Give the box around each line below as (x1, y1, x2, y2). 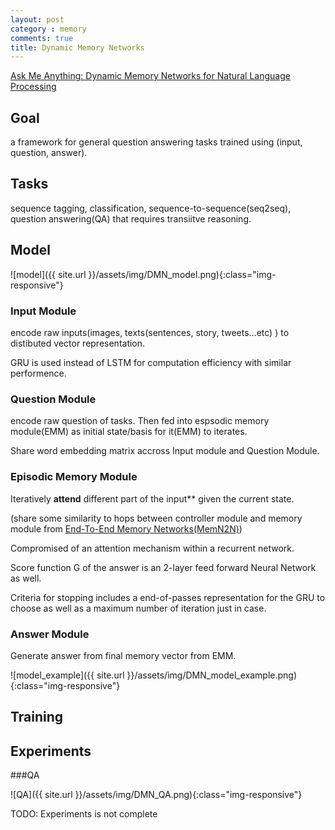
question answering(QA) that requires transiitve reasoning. (10, 212, 252, 225)
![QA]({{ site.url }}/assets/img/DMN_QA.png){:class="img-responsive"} (10, 789, 303, 801)
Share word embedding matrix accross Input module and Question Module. (10, 445, 320, 457)
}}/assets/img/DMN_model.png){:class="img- (88, 268, 277, 280)
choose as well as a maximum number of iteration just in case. (10, 602, 267, 614)
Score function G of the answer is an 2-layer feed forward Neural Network (10, 561, 317, 573)
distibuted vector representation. (10, 337, 146, 349)
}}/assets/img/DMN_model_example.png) (126, 669, 298, 681)
